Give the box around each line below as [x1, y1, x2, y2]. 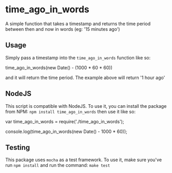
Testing [5, 143, 30, 152]
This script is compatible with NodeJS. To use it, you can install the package [5, 103, 167, 109]
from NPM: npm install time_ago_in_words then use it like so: [5, 108, 136, 114]
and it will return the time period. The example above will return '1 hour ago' [5, 74, 165, 81]
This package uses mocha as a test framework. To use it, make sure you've [5, 157, 162, 163]
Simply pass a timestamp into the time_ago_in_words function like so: [5, 54, 151, 61]
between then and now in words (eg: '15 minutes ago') [5, 26, 120, 32]
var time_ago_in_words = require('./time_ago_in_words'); [5, 118, 124, 124]
